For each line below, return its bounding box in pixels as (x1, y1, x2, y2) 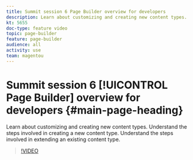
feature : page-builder (6, 36, 62, 42)
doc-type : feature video (6, 25, 68, 31)
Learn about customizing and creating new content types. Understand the (6, 123, 187, 130)
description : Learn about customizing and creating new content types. (6, 14, 187, 20)
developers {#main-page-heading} (6, 103, 183, 117)
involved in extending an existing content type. (6, 136, 121, 143)
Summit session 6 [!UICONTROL (6, 78, 168, 92)
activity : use (6, 47, 42, 53)
